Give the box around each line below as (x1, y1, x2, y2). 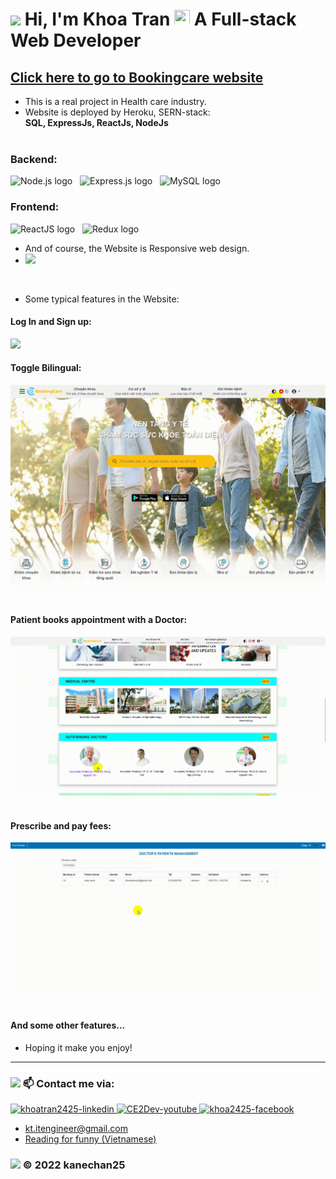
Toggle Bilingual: (10, 362, 82, 374)
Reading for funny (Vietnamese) (24, 1133, 157, 1145)
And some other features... (10, 1019, 126, 1032)
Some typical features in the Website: (24, 293, 180, 305)
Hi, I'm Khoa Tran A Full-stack (24, 8, 297, 31)
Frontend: (10, 200, 60, 214)
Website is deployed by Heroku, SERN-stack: (24, 106, 211, 118)
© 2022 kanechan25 (22, 1158, 126, 1172)
